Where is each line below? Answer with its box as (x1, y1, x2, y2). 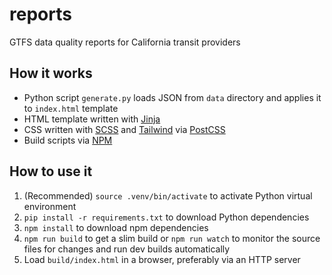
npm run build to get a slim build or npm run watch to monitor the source (23, 232, 321, 244)
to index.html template (23, 102, 119, 114)
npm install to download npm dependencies (23, 221, 209, 233)
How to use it (9, 163, 93, 180)
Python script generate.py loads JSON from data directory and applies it (23, 91, 322, 103)
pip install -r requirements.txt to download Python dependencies (23, 211, 310, 223)
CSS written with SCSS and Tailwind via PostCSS (23, 123, 226, 135)
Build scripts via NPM (23, 134, 113, 146)
